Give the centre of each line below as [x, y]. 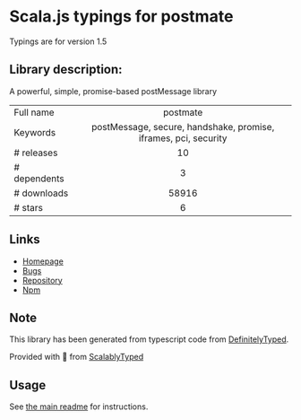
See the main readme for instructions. [79, 407]
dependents [39, 179]
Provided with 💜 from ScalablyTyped [77, 357]
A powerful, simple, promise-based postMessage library [113, 91]
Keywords [35, 132]
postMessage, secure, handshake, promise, [183, 127]
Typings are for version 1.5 [58, 41]
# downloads [41, 193]
